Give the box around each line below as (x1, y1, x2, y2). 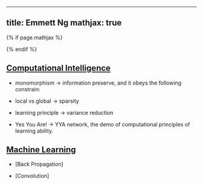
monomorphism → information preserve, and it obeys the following (14, 79, 182, 86)
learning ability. (14, 127, 54, 134)
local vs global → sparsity (14, 97, 80, 105)
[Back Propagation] (14, 161, 63, 168)
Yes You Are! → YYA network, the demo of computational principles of (14, 120, 190, 128)
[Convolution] (14, 172, 50, 180)
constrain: (14, 85, 40, 92)
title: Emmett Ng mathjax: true (6, 18, 122, 28)
